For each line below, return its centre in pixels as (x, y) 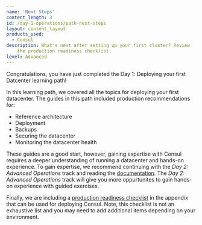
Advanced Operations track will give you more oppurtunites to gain (90, 179)
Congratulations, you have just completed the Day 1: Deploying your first (96, 74)
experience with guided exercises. (57, 186)
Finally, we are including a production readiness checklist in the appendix (97, 197)
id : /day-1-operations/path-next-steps (56, 23)
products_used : (25, 34)
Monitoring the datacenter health (56, 142)
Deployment (30, 123)
